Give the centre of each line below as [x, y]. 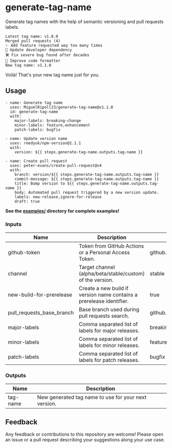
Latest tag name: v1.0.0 [32, 36]
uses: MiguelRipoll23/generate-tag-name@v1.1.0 [62, 107]
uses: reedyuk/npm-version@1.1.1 [46, 143]
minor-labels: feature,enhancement [52, 125]
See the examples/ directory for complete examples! [62, 211]
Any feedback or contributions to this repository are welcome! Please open [84, 434]
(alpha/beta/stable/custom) [112, 274]
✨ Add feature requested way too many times [54, 45]
